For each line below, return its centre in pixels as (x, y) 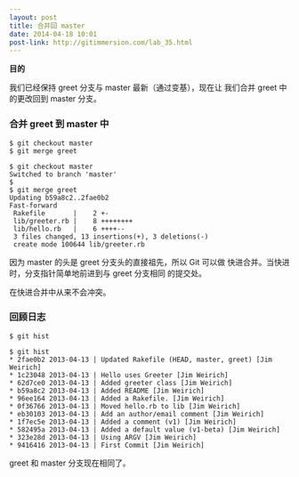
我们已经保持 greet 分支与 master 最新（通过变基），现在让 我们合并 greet (143, 88)
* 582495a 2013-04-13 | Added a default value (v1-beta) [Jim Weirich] (145, 429)
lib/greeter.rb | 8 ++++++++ (73, 221)
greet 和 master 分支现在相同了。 (70, 463)
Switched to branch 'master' (63, 174)
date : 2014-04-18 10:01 (53, 34)
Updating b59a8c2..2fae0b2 (59, 198)
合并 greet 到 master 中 (59, 124)
